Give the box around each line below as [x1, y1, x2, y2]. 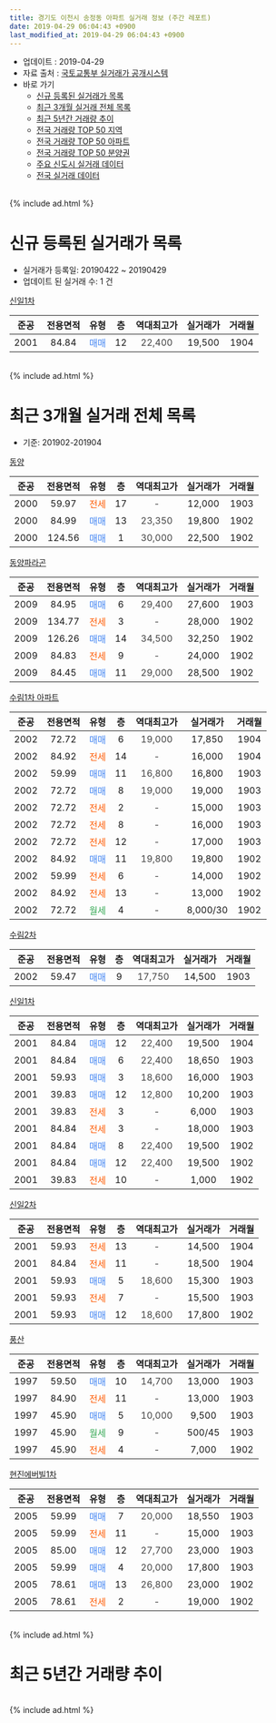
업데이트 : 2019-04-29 [22, 56, 104, 67]
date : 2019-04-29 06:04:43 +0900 [9, 22, 136, 31]
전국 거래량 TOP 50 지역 [35, 125, 123, 136]
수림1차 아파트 [9, 692, 59, 703]
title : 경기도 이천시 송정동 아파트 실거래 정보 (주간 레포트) [9, 13, 212, 23]
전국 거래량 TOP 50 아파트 [35, 136, 130, 147]
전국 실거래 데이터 [35, 170, 100, 181]
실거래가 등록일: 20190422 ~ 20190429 [22, 265, 167, 276]
